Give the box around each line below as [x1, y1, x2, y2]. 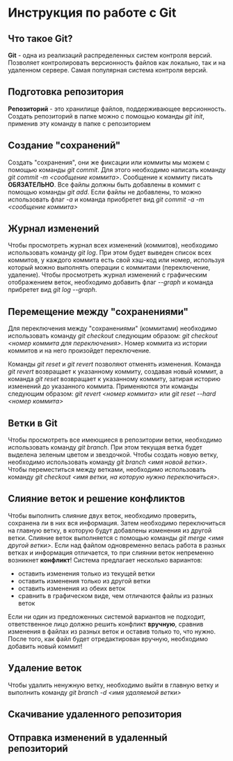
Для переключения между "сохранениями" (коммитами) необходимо [8, 324, 218, 332]
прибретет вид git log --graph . [8, 286, 97, 294]
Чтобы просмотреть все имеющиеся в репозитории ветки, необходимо [8, 436, 223, 444]
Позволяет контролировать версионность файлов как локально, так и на [8, 59, 226, 67]
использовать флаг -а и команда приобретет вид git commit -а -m [8, 195, 204, 203]
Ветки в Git [8, 417, 58, 429]
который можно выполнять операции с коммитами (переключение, [8, 263, 211, 272]
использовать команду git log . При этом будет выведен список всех [8, 249, 211, 257]
